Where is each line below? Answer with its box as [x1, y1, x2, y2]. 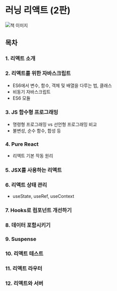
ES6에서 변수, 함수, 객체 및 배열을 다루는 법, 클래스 [12, 82, 112, 89]
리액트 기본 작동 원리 [12, 153, 53, 159]
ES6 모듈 [12, 95, 31, 101]
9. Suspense [5, 236, 37, 243]
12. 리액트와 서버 [5, 279, 44, 286]
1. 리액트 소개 [5, 55, 36, 62]
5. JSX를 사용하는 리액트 [5, 167, 62, 174]
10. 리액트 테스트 [5, 250, 44, 257]
